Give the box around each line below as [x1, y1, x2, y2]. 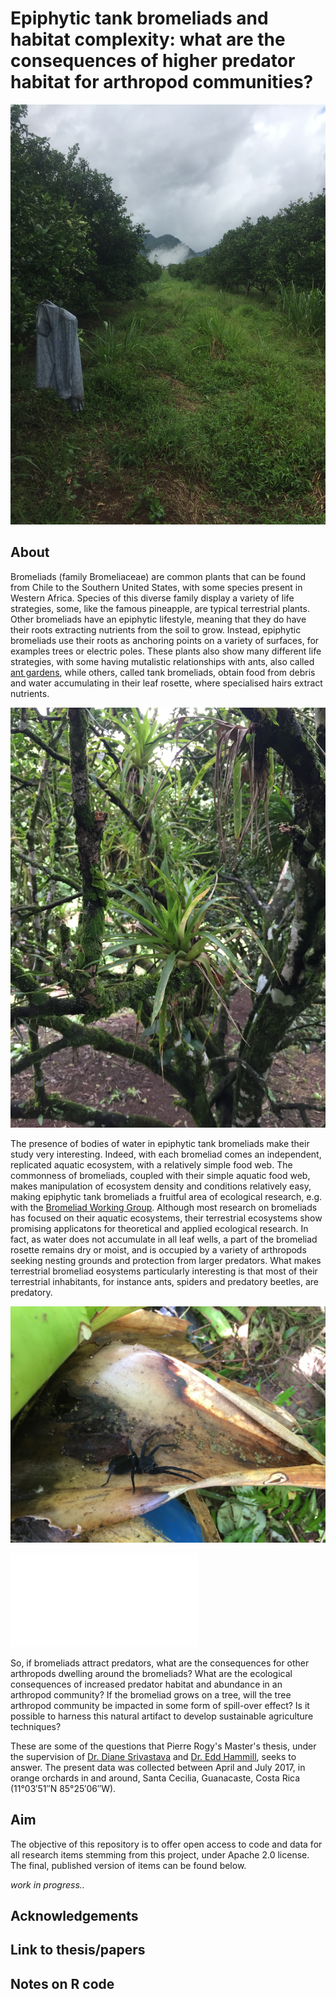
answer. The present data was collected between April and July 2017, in [10, 1761, 306, 1773]
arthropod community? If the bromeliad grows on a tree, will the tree [10, 1688, 292, 1701]
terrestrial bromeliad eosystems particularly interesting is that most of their [10, 1265, 318, 1277]
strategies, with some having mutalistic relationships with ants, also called [10, 655, 315, 667]
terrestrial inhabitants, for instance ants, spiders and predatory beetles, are [10, 1275, 319, 1287]
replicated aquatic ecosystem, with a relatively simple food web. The [10, 1158, 293, 1171]
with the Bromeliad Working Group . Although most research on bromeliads [10, 1201, 318, 1213]
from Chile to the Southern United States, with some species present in [10, 581, 303, 593]
